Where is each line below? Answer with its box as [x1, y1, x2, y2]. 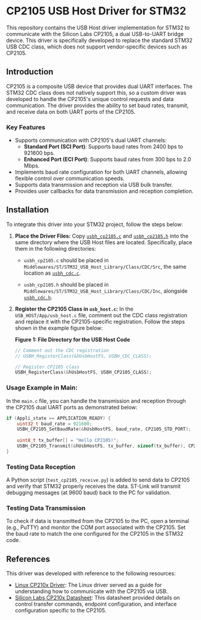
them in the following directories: [14, 245, 96, 252]
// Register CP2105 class [14, 364, 80, 370]
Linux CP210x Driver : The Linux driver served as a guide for [14, 582, 162, 589]
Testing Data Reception [6, 463, 76, 471]
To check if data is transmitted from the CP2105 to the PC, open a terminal [6, 518, 190, 525]
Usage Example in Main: [6, 384, 78, 392]
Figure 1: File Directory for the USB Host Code [14, 336, 130, 343]
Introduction [6, 67, 54, 77]
